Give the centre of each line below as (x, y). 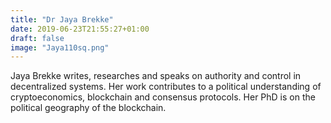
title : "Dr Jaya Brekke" (62, 19)
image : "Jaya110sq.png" (60, 47)
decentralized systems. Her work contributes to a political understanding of (166, 87)
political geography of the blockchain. (88, 108)
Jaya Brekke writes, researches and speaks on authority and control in (156, 76)
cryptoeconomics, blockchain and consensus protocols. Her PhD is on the (163, 97)
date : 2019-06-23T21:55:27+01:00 (80, 29)
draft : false (37, 38)
